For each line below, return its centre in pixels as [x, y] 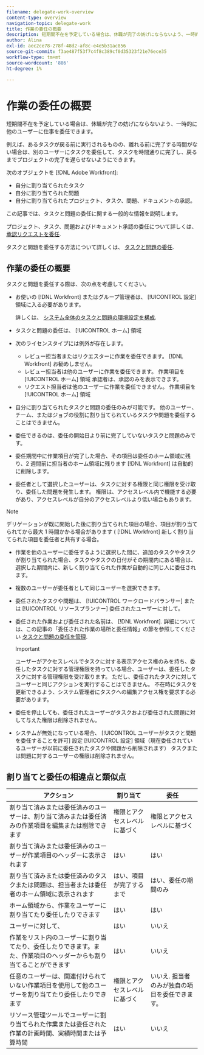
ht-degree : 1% [24, 68]
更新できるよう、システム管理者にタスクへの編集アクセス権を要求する [103, 692]
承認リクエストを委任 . [34, 234]
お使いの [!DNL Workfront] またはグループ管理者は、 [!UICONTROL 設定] [106, 297]
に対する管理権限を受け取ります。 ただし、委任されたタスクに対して [111, 677]
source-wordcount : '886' [38, 63]
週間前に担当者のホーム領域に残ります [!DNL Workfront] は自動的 [112, 464]
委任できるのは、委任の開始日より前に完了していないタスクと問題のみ [103, 435]
